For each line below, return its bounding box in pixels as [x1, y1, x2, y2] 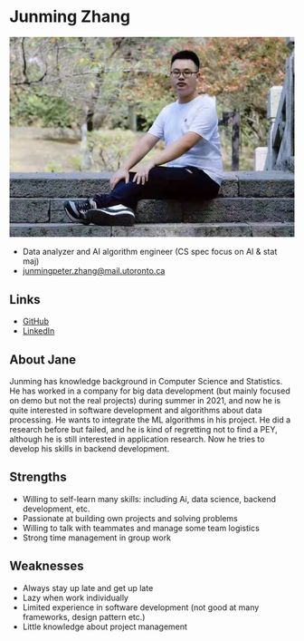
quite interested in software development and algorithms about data [9, 404, 262, 415]
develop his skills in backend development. [9, 442, 170, 454]
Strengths [9, 470, 67, 485]
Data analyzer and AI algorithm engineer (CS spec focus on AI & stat [22, 247, 278, 257]
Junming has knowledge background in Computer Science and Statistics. [9, 375, 283, 386]
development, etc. [22, 503, 90, 514]
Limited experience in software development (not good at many [22, 601, 260, 613]
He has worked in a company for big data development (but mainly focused [9, 385, 291, 396]
